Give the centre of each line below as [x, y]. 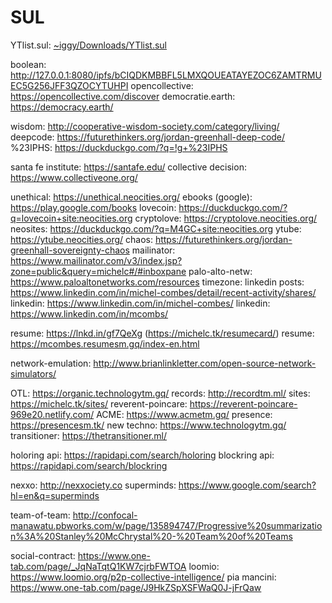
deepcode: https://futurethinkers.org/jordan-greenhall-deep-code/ [148, 137]
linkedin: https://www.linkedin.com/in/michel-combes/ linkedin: [140, 303]
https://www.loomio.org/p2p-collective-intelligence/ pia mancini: [143, 577]
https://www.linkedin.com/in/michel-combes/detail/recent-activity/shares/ [163, 292]
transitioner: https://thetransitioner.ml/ [89, 435]
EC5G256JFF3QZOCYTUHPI [69, 85]
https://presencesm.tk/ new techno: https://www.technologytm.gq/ [148, 425]
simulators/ [33, 373]
